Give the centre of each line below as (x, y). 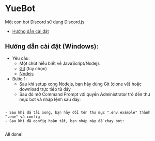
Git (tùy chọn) (33, 68)
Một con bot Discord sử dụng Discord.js (45, 22)
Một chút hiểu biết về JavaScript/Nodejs (60, 63)
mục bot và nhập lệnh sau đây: (50, 99)
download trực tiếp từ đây (45, 89)
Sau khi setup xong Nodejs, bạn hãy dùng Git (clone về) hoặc (80, 84)
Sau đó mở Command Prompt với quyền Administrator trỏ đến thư (85, 94)
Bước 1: (19, 78)
